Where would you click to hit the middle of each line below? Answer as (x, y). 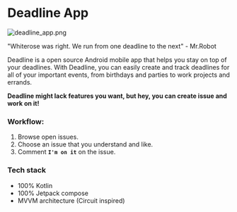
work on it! (23, 103)
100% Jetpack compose (53, 193)
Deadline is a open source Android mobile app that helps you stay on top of (117, 60)
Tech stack (27, 170)
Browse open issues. (48, 137)
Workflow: (26, 121)
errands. (20, 82)
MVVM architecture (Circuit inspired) (71, 200)
